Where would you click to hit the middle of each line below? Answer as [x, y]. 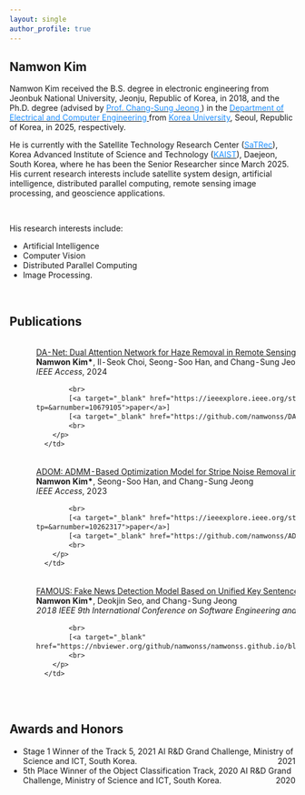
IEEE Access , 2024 [72, 371]
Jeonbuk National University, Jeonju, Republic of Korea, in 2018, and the [144, 98]
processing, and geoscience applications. [88, 193]
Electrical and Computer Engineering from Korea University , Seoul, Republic [151, 117]
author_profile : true [50, 29]
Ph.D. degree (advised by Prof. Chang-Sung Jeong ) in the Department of [147, 108]
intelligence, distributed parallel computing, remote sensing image [133, 184]
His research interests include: [66, 228]
